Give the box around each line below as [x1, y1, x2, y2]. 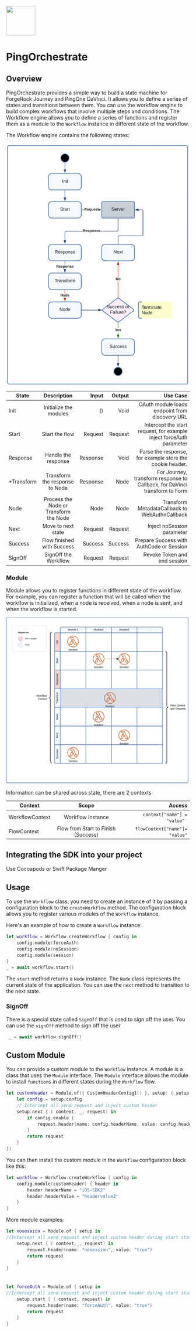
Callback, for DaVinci [137, 481, 188, 488]
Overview [6, 73, 43, 84]
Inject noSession [148, 522, 188, 529]
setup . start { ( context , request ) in [16, 1296, 111, 1302]
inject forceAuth [149, 434, 188, 441]
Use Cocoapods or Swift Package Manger [6, 866, 107, 873]
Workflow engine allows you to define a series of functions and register [6, 114, 178, 121]
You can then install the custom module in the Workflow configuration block [6, 1156, 187, 1163]
